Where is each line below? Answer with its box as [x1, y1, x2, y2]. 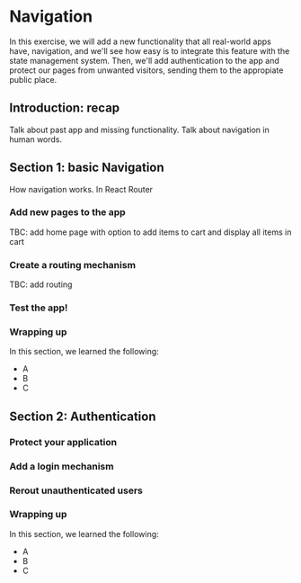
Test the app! [9, 301, 68, 314]
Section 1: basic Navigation [9, 160, 164, 175]
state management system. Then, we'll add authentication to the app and [9, 55, 280, 66]
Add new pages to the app [9, 206, 126, 219]
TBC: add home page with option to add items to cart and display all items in [9, 227, 292, 238]
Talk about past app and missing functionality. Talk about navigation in [9, 124, 270, 135]
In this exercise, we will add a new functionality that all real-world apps [9, 36, 271, 47]
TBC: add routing [9, 279, 73, 290]
